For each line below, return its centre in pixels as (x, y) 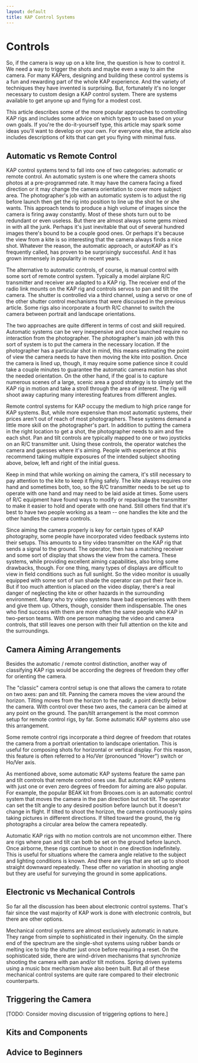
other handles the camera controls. (49, 519)
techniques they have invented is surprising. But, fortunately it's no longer (96, 88)
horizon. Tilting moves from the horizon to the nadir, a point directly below (96, 701)
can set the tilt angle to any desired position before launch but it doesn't (94, 805)
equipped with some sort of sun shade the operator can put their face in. (95, 580)
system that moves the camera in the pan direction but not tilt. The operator (98, 799)
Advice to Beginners (44, 1053)
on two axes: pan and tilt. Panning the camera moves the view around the (95, 694)
